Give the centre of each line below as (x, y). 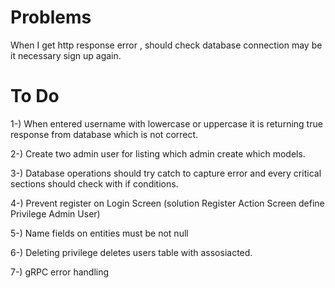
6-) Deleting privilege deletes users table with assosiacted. (131, 252)
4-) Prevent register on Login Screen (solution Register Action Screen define (167, 203)
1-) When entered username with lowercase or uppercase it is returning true (166, 123)
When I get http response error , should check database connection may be (166, 45)
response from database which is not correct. (104, 134)
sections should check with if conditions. (94, 183)
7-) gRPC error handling (60, 272)
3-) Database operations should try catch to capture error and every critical (166, 173)
